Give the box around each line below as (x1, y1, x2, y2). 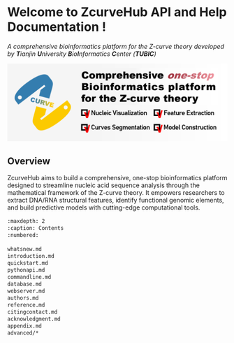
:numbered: (7, 231, 39, 238)
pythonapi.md (7, 266, 45, 273)
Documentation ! (7, 19, 107, 35)
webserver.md (7, 287, 45, 294)
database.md (7, 280, 42, 287)
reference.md (7, 301, 45, 308)
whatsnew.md (7, 245, 42, 252)
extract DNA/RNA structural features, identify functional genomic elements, (7, 196, 225, 204)
